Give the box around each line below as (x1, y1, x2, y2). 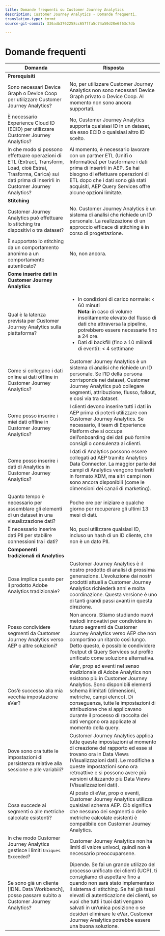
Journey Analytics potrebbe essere (69, 917, 151, 924)
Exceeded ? (7, 853, 30, 860)
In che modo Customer (7, 834, 60, 841)
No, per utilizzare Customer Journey (69, 81, 153, 88)
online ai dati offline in (7, 373, 58, 380)
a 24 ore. (78, 333, 99, 340)
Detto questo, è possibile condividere (69, 642, 156, 649)
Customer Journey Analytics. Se (69, 415, 144, 422)
